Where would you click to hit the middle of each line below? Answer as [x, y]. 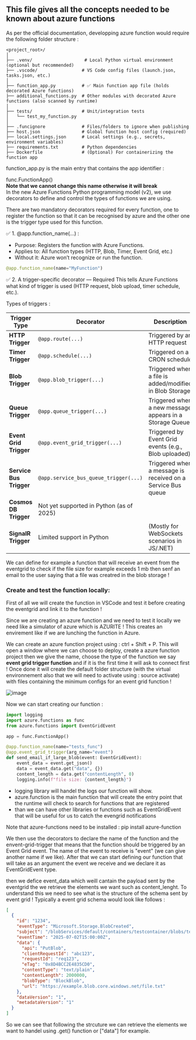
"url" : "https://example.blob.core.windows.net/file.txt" [93, 986]
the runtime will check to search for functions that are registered [92, 803]
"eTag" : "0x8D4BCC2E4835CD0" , [58, 965]
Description [170, 321]
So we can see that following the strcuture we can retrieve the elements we [97, 1025]
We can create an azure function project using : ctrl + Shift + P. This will [92, 644]
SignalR [20, 533]
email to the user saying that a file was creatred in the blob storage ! [88, 575]
